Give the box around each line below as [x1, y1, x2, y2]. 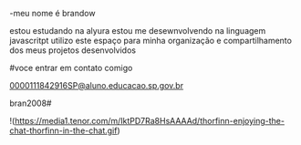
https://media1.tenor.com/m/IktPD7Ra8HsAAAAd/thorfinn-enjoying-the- [15, 116, 285, 126]
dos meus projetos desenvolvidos [9, 45, 137, 56]
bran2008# [9, 98, 52, 109]
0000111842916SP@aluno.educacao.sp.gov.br [9, 80, 184, 90]
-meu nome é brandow [9, 8, 96, 18]
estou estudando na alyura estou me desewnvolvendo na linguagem [9, 26, 266, 36]
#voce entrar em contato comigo [9, 63, 133, 73]
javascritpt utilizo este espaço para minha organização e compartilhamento [9, 36, 292, 46]
